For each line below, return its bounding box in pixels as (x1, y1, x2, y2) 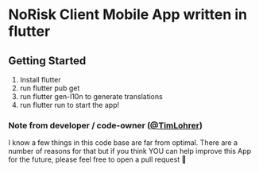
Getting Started (8, 54, 87, 67)
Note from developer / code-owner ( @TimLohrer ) (8, 120, 203, 131)
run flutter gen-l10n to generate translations (19, 92, 163, 101)
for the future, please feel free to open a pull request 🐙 (8, 155, 187, 164)
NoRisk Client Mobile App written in (8, 6, 248, 24)
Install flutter (19, 75, 61, 84)
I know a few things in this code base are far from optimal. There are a (8, 138, 238, 147)
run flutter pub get (19, 83, 80, 93)
